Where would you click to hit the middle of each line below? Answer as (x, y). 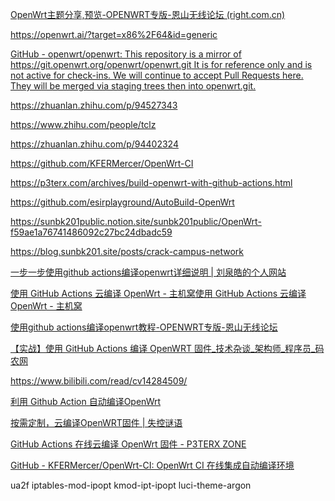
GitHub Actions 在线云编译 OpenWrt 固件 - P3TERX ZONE (128, 444)
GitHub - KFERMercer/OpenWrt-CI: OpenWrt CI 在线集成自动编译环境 (152, 465)
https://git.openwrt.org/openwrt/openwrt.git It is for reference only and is (161, 64)
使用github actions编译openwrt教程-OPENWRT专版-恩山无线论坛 (144, 327)
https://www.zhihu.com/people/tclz (83, 124)
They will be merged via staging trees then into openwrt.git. (133, 86)
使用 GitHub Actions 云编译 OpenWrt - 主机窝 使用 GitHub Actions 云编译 (158, 293)
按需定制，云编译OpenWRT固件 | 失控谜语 (96, 422)
